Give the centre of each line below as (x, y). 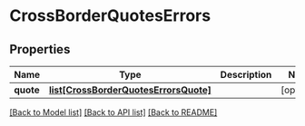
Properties (40, 49)
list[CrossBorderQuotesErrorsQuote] (130, 90)
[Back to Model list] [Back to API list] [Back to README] (113, 112)
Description (246, 75)
